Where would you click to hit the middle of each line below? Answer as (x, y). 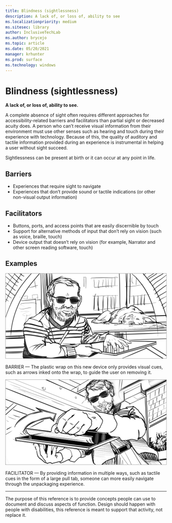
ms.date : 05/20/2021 (27, 49)
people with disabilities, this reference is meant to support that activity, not (84, 510)
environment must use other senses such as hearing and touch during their (85, 131)
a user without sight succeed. (37, 148)
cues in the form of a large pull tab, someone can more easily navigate (80, 479)
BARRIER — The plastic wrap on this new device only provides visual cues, (84, 367)
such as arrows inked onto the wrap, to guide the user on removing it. (79, 373)
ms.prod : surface (24, 60)
